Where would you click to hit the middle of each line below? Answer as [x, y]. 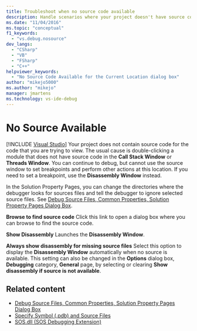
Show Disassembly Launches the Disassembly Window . [75, 234]
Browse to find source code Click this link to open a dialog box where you [96, 217]
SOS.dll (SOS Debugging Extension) [58, 322]
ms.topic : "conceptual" [35, 28]
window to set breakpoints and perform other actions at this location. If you [97, 169]
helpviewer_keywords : [33, 72]
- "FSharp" [25, 60]
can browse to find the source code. [50, 223]
